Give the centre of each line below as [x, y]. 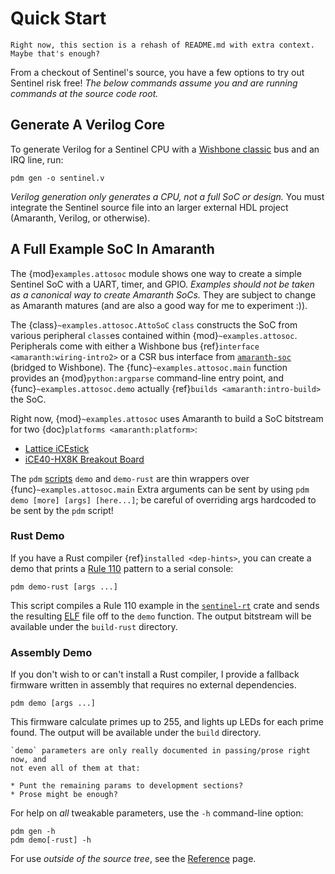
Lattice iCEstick [57, 448]
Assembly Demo [51, 652]
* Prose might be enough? [64, 795]
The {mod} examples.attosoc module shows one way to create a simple [156, 273]
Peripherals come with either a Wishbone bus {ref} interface [135, 346]
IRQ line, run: [37, 159]
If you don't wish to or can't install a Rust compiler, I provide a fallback [155, 674]
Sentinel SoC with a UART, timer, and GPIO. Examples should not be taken [162, 284]
